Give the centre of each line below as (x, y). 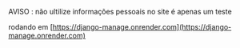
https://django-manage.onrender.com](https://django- (142, 27)
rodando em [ (31, 27)
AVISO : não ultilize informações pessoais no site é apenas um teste (120, 12)
